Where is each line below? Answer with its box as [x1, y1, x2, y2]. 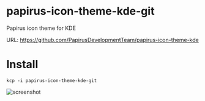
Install [6, 58, 39, 71]
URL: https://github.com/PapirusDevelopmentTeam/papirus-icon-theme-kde [6, 36, 199, 43]
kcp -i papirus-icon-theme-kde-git [6, 77, 97, 83]
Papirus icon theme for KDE [6, 24, 76, 32]
